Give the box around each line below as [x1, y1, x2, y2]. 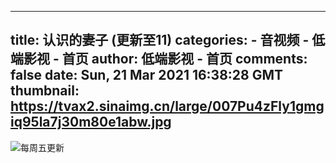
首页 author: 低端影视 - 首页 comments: [61, 51, 308, 68]
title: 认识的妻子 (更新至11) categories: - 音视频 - [10, 32, 310, 49]
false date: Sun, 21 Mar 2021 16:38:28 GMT [10, 67, 284, 84]
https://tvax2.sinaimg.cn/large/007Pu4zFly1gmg [10, 98, 325, 115]
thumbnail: [10, 82, 80, 100]
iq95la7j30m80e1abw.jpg [10, 114, 172, 131]
